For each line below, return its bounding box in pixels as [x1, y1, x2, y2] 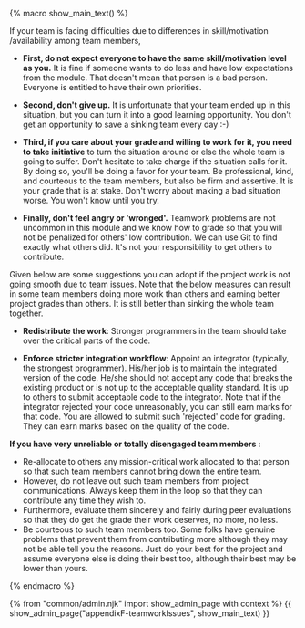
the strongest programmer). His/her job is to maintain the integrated [22, 362, 278, 373]
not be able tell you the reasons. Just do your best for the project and [22, 543, 283, 554]
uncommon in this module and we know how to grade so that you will [22, 223, 283, 233]
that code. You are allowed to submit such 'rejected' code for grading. [22, 411, 286, 422]
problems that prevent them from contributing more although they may [22, 534, 289, 544]
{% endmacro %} [9, 581, 75, 591]
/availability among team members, [9, 36, 141, 46]
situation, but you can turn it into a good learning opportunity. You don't [22, 110, 291, 120]
